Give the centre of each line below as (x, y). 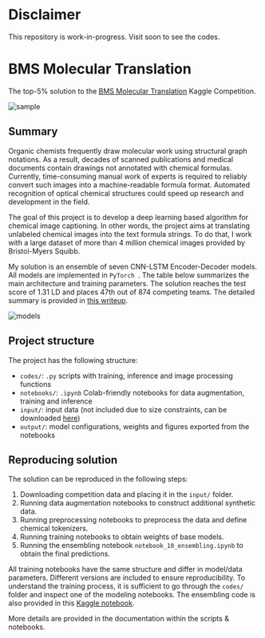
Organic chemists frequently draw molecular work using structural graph (128, 151)
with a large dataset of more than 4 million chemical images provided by (127, 242)
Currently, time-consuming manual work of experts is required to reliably (128, 176)
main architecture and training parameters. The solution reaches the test (127, 283)
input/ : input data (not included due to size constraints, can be (123, 409)
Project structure (51, 341)
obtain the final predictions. (65, 554)
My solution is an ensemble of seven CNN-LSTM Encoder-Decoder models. (133, 266)
